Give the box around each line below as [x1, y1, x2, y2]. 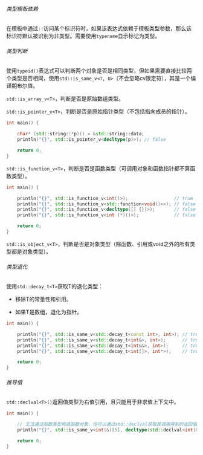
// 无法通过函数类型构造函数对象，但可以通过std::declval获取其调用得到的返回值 [17, 421, 198, 428]
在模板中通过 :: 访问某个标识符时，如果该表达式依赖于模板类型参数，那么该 [6, 25, 192, 32]
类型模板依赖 [6, 5, 38, 12]
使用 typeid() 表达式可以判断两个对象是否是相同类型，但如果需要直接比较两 [6, 67, 192, 74]
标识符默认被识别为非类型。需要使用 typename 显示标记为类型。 [6, 33, 161, 40]
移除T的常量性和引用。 [14, 295, 72, 303]
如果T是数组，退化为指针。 [14, 308, 83, 316]
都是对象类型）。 [11, 248, 51, 255]
